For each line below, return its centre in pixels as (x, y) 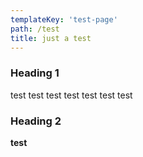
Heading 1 (35, 73)
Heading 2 (36, 121)
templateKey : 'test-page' (64, 19)
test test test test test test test (71, 95)
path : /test (35, 29)
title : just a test (51, 38)
